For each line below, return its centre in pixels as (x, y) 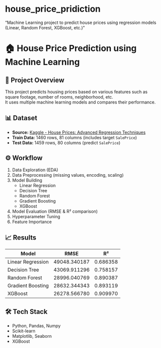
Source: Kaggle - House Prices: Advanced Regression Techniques (79, 132)
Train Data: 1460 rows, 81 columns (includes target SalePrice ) (74, 137)
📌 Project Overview (35, 80)
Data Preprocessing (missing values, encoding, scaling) (68, 175)
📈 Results (21, 237)
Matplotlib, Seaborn (32, 336)
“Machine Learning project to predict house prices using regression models (81, 22)
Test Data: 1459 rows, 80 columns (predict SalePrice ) (66, 143)
